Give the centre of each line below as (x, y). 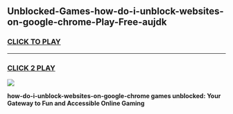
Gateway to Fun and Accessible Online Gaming (76, 103)
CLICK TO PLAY (34, 42)
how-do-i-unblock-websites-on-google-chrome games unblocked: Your (114, 95)
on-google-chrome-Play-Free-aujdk (87, 22)
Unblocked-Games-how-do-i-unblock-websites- (115, 11)
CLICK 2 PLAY (31, 68)
